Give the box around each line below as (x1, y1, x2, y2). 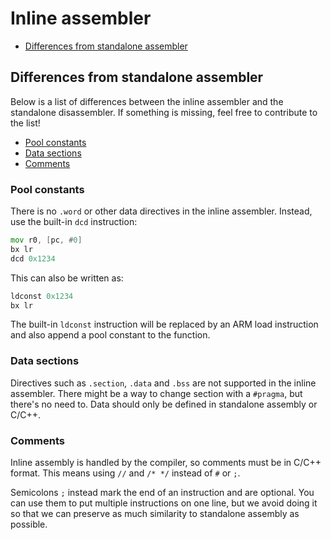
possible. (10, 518, 48, 531)
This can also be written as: (10, 272, 124, 284)
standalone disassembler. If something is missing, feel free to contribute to (10, 106, 318, 118)
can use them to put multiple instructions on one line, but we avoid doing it (10, 497, 318, 509)
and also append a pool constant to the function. (10, 329, 211, 341)
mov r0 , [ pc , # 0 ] (10, 235, 83, 246)
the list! (10, 117, 41, 129)
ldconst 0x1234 (10, 291, 74, 301)
